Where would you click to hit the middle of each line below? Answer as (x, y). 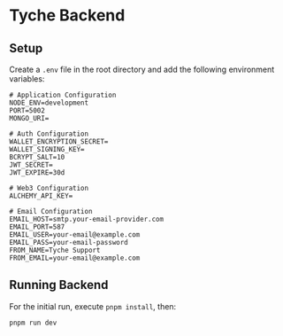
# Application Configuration (63, 95)
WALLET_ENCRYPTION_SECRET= (59, 142)
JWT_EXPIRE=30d (37, 173)
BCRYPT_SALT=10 (37, 157)
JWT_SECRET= (31, 165)
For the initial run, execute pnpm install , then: (93, 306)
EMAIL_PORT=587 (37, 227)
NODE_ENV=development (49, 103)
